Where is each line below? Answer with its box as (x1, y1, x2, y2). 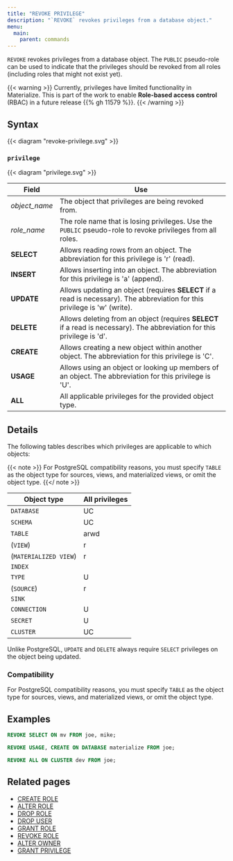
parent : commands (19, 36, 70, 43)
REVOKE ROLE (17, 831, 59, 839)
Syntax (7, 118, 39, 130)
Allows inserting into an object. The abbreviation (60, 265, 217, 275)
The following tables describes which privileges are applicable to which (7, 443, 212, 451)
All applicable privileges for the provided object (60, 391, 214, 401)
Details (7, 424, 38, 436)
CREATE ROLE (17, 794, 59, 803)
